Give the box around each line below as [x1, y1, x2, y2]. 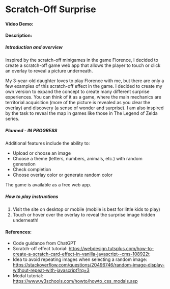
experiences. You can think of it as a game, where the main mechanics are [5, 94, 161, 100]
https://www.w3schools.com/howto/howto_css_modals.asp [12, 278, 138, 284]
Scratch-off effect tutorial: [12, 246, 68, 252]
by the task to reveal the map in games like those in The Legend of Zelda [5, 110, 158, 116]
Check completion [12, 166, 51, 173]
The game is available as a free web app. [5, 182, 92, 188]
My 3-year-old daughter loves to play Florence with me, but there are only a [5, 78, 164, 84]
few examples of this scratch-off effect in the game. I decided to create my [5, 83, 163, 89]
